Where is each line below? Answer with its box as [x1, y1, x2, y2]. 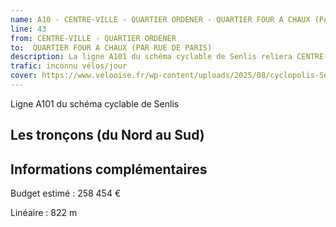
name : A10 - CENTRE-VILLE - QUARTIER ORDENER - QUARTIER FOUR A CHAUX [10, 14, 311, 25]
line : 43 [10, 24, 47, 34]
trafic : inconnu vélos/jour [10, 61, 128, 71]
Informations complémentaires [10, 161, 208, 178]
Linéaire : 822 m [10, 207, 78, 219]
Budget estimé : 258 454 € [10, 187, 122, 200]
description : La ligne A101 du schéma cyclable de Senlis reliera [10, 52, 293, 62]
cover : [10, 71, 38, 81]
